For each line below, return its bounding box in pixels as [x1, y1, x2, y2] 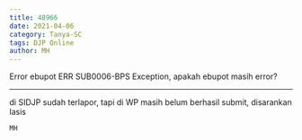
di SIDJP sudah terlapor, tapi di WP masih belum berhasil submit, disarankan [9, 97, 292, 108]
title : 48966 [9, 13, 58, 22]
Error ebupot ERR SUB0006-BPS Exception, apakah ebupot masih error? [9, 71, 279, 82]
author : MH [9, 47, 50, 56]
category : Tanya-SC [9, 30, 83, 39]
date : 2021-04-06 [9, 22, 75, 31]
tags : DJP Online [9, 38, 75, 48]
